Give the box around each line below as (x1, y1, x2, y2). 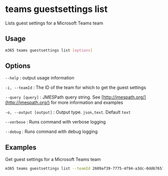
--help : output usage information (5, 75, 74, 81)
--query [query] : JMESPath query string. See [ (5, 94, 103, 100)
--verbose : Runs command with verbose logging (5, 119, 106, 125)
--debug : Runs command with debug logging (5, 128, 98, 134)
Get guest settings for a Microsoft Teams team (5, 156, 101, 162)
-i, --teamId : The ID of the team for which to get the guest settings (5, 84, 146, 90)
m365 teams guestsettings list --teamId (5, 166, 91, 171)
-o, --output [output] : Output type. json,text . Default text (5, 109, 131, 115)
